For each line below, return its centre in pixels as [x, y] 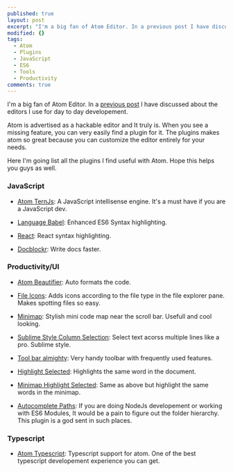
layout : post [26, 20]
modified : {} [26, 33]
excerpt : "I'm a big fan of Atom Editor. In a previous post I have [108, 26]
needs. [17, 147]
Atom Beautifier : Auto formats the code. [74, 282]
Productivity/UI [33, 267]
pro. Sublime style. [44, 344]
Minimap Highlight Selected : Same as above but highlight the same [113, 385]
